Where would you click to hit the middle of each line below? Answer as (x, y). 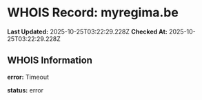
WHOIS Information (50, 61)
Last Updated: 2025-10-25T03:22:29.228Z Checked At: (87, 32)
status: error (25, 90)
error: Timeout (28, 77)
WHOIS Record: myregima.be (93, 13)
